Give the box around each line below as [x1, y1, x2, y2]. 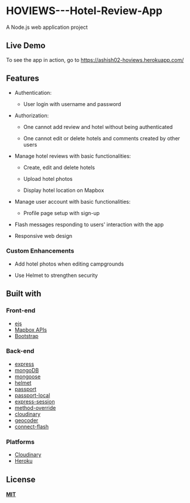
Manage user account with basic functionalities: [14, 198, 131, 205]
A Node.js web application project [6, 24, 88, 31]
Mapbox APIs [14, 326, 47, 333]
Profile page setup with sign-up [23, 209, 100, 216]
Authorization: [14, 112, 49, 119]
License [6, 474, 36, 484]
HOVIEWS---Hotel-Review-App [6, 4, 163, 18]
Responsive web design [14, 232, 73, 239]
